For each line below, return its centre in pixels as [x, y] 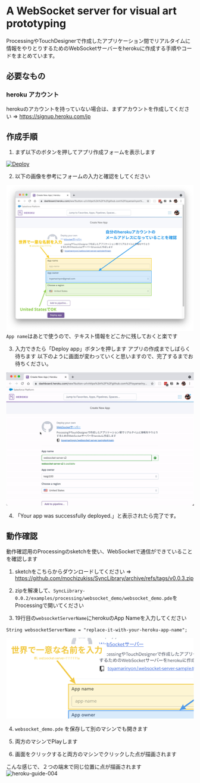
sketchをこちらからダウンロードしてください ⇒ [73, 572]
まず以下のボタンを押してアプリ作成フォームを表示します [85, 152]
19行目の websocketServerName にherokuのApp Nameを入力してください [101, 618]
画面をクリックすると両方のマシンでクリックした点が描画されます [96, 754]
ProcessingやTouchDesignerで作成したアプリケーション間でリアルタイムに [99, 40]
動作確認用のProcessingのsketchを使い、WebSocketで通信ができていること [99, 552]
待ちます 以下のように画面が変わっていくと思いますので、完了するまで [101, 356]
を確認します [22, 559]
